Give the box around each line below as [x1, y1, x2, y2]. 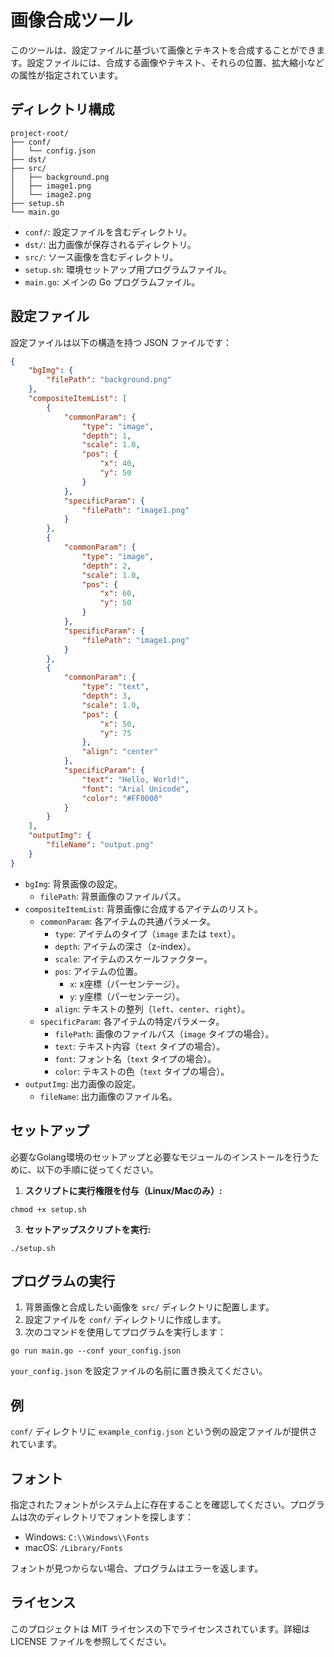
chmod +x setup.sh [10, 1204, 87, 1215]
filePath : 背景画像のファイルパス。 [39, 890, 187, 902]
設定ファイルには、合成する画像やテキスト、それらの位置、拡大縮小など [26, 56, 325, 68]
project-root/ [10, 128, 70, 138]
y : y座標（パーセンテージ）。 [69, 990, 185, 1002]
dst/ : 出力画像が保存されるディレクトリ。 [24, 238, 197, 250]
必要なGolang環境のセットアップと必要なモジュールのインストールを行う [10, 1151, 311, 1163]
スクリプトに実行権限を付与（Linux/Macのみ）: [24, 1184, 223, 1196]
